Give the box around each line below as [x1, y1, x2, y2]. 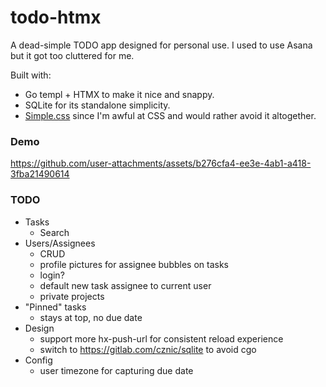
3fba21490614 [10, 168, 70, 180]
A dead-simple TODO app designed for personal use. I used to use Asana [10, 39, 313, 51]
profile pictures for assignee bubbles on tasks [39, 258, 229, 270]
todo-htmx [10, 6, 102, 29]
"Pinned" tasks [24, 301, 87, 313]
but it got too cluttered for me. [10, 49, 135, 61]
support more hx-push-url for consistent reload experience [39, 332, 284, 345]
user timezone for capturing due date [39, 364, 194, 376]
